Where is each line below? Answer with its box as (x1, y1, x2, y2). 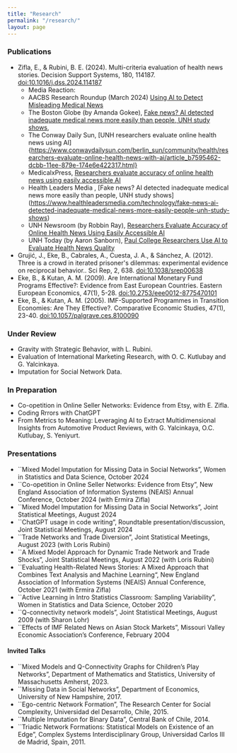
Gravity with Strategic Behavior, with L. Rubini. (17, 345, 153, 353)
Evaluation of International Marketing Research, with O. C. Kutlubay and (17, 352, 226, 361)
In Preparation (7, 385, 57, 395)
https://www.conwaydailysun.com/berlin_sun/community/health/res (30, 146, 229, 154)
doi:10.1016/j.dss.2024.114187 (17, 78, 103, 86)
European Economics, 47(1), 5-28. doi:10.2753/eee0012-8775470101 (17, 288, 217, 297)
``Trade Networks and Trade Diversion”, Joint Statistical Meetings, (17, 532, 210, 541)
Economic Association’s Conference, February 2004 (17, 631, 170, 639)
